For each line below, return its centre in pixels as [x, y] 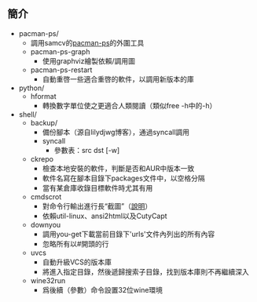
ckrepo [42, 158]
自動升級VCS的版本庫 [77, 262]
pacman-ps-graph [60, 51]
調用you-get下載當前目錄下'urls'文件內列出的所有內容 [128, 234]
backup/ [44, 122]
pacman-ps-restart [61, 70]
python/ [31, 88]
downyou [46, 224]
